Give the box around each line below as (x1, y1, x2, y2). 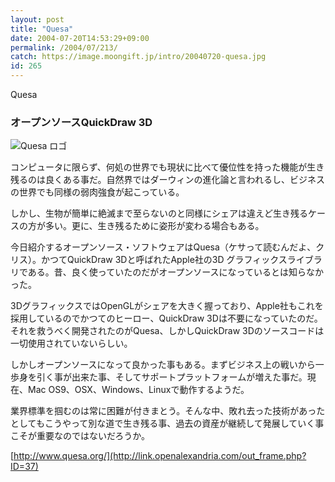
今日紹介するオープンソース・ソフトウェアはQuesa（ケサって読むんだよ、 (10, 241, 317, 253)
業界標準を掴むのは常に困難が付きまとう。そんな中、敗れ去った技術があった (10, 405, 326, 417)
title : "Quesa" (10, 24, 74, 34)
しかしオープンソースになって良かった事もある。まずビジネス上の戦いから (10, 359, 316, 371)
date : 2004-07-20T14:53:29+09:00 (10, 33, 150, 43)
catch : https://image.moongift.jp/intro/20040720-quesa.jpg (10, 52, 267, 62)
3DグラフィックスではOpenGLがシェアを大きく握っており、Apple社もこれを (10, 300, 324, 312)
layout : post (10, 14, 65, 25)
